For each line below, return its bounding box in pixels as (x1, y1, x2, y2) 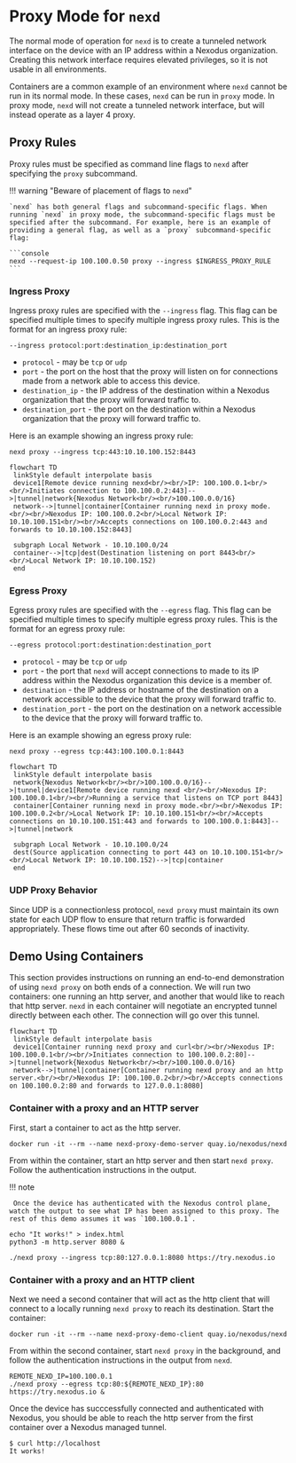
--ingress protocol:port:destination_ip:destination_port (9, 342, 228, 350)
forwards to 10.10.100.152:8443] (9, 525, 133, 534)
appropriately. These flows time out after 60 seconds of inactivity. (9, 923, 250, 933)
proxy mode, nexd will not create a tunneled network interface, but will (9, 99, 265, 110)
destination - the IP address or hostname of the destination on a (21, 685, 259, 696)
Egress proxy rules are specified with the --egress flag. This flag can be (9, 605, 272, 616)
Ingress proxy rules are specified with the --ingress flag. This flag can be (9, 305, 277, 316)
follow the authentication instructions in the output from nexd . (9, 1355, 233, 1365)
